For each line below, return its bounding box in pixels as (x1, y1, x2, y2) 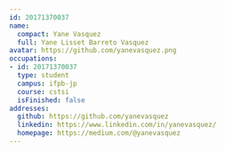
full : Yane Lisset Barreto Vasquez (17, 37, 149, 47)
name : (9, 21, 29, 30)
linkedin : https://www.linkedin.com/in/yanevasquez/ (17, 121, 217, 130)
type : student (17, 71, 69, 80)
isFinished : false (17, 95, 86, 105)
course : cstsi (17, 87, 69, 96)
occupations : (9, 54, 58, 63)
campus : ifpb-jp (17, 79, 77, 88)
